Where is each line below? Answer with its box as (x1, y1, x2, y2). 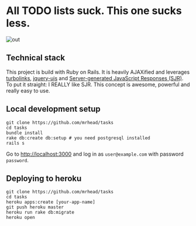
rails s (6, 140, 25, 146)
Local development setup (6, 104, 101, 114)
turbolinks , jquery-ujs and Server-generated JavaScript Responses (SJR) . (6, 74, 184, 81)
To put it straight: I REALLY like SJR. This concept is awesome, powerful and (6, 81, 190, 88)
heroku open (6, 215, 35, 221)
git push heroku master (6, 204, 64, 210)
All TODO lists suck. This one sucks (6, 4, 183, 18)
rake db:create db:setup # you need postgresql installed (6, 135, 150, 141)
